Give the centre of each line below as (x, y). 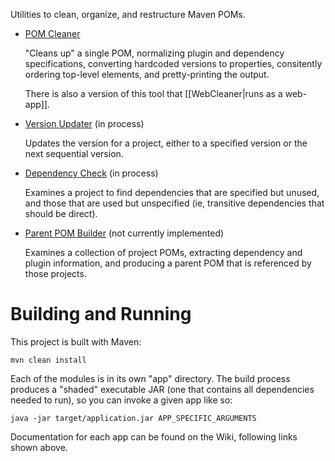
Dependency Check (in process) (91, 173)
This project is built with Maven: (76, 341)
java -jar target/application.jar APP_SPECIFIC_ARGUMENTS (133, 418)
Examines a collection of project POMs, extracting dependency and (163, 252)
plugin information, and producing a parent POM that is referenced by (168, 263)
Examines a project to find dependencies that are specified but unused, (172, 192)
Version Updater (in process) (84, 123)
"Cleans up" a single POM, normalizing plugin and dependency (154, 53)
